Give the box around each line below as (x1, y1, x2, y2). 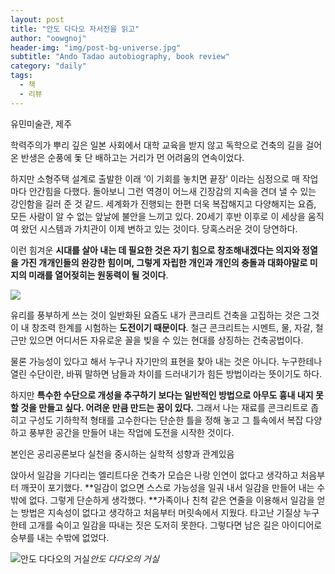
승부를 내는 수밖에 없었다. (10, 531, 110, 543)
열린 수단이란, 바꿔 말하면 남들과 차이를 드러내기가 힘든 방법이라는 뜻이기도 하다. (10, 367, 323, 380)
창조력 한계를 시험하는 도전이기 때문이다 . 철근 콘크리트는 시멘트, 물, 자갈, (31, 321, 313, 333)
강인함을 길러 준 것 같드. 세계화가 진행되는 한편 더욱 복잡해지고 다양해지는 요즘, (10, 197, 317, 210)
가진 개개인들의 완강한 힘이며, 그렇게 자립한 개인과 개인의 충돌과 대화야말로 (20, 256, 308, 268)
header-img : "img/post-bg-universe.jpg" (10, 42, 182, 53)
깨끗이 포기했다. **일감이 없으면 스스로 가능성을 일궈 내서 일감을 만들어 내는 (20, 481, 315, 493)
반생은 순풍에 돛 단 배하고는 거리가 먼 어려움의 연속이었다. (20, 151, 245, 163)
